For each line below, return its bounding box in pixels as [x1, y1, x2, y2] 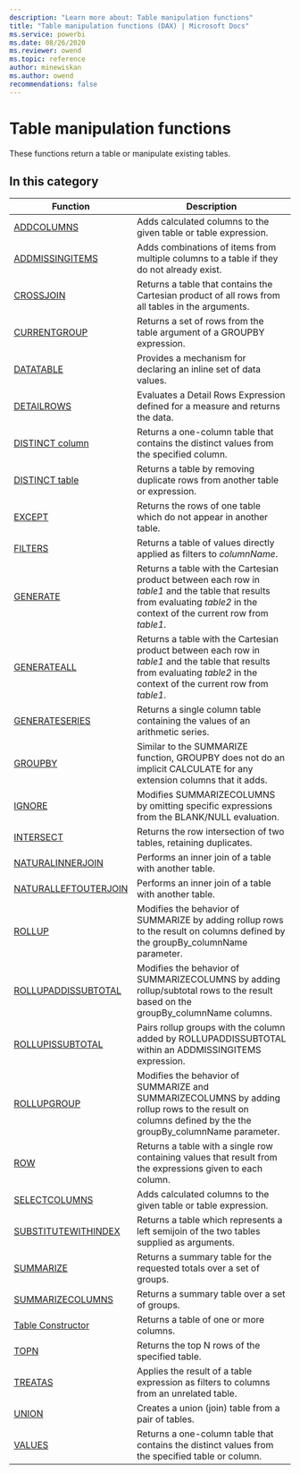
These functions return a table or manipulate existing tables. [9, 148, 230, 159]
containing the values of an [137, 715, 251, 727]
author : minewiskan [9, 64, 82, 73]
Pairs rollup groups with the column [137, 1022, 286, 1034]
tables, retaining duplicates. [137, 836, 253, 849]
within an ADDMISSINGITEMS [137, 1044, 262, 1057]
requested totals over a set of [137, 1262, 261, 1274]
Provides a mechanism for [137, 352, 246, 364]
